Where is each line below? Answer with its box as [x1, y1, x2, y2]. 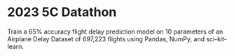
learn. [7, 42, 25, 50]
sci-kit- [206, 34, 228, 43]
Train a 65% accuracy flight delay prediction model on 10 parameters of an [7, 27, 223, 36]
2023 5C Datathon [7, 4, 117, 20]
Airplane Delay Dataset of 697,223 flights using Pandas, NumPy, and [7, 34, 205, 43]
